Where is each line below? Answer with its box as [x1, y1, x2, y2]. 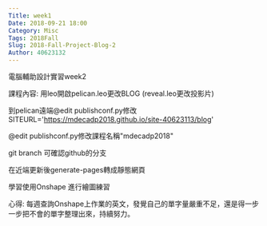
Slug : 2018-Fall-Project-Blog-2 [8, 42, 116, 50]
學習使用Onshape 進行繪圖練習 [8, 182, 110, 192]
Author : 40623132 [8, 49, 66, 57]
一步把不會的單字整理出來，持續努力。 [8, 209, 134, 218]
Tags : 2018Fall [8, 34, 59, 42]
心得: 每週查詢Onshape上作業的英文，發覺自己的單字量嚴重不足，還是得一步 [8, 199, 260, 208]
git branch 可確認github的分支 [8, 149, 107, 157]
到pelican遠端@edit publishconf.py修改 [8, 105, 137, 115]
